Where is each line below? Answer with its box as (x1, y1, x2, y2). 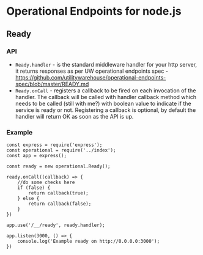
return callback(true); (28, 190, 89, 196)
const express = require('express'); (6, 142, 103, 148)
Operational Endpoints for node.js (6, 4, 182, 18)
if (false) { (17, 185, 51, 191)
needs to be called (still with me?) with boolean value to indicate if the (15, 100, 191, 107)
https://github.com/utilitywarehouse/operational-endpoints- (15, 73, 166, 81)
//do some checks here (17, 179, 75, 186)
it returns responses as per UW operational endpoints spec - (15, 67, 168, 75)
